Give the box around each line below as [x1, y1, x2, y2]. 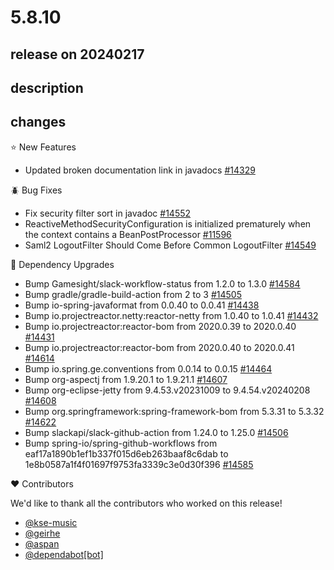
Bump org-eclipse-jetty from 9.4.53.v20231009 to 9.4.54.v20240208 [24, 384, 311, 396]
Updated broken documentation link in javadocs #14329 [24, 164, 256, 176]
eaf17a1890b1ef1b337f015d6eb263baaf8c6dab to [24, 447, 229, 460]
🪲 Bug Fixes [10, 184, 63, 196]
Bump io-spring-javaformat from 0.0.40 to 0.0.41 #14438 [24, 299, 260, 311]
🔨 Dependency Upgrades [10, 258, 115, 270]
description [10, 79, 84, 96]
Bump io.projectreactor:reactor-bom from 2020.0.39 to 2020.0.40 [24, 320, 297, 332]
